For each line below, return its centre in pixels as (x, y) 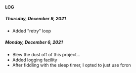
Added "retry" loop (32, 31)
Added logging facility (35, 60)
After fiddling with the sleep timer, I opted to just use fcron (71, 65)
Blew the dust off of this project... (46, 54)
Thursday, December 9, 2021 (36, 18)
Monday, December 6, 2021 (34, 42)
